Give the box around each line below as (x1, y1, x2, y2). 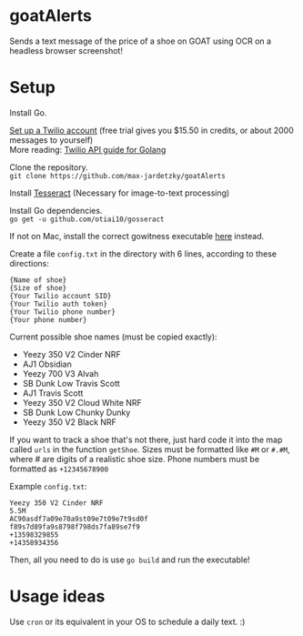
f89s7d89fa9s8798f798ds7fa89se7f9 (9, 522, 141, 531)
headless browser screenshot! (9, 45, 123, 56)
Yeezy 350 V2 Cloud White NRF (22, 397, 143, 408)
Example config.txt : (9, 480, 87, 491)
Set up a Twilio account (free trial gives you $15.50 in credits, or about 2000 (9, 125, 294, 136)
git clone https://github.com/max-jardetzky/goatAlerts (9, 171, 226, 180)
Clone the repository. (9, 161, 88, 173)
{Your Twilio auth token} (9, 299, 107, 308)
